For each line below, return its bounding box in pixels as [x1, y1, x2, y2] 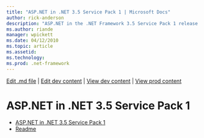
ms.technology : [6, 55, 45, 61]
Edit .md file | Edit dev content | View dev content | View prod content [6, 77, 182, 85]
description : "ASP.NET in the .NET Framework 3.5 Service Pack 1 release [6, 20, 199, 26]
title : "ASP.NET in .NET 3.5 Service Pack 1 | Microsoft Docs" [6, 9, 171, 15]
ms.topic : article [6, 44, 53, 50]
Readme [15, 125, 37, 132]
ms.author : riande [6, 26, 53, 33]
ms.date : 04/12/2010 [6, 37, 59, 44]
